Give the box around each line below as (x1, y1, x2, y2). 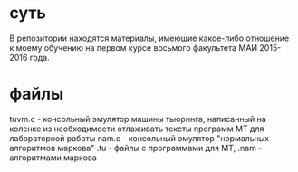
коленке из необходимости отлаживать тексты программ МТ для (9, 123, 264, 134)
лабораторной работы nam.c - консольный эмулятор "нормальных (9, 132, 270, 143)
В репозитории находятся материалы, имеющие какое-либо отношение (9, 33, 290, 43)
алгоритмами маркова (9, 152, 98, 163)
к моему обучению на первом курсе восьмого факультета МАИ (9, 42, 258, 53)
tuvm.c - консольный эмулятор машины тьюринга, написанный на (9, 113, 267, 124)
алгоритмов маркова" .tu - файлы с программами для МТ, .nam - (9, 142, 263, 153)
